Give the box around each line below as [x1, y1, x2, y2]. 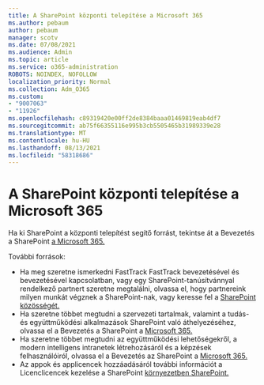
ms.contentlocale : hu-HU [8, 136, 90, 145]
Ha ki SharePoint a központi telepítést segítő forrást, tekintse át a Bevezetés [8, 228, 255, 238]
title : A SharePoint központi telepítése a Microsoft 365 [8, 11, 203, 20]
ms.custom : [8, 92, 44, 100]
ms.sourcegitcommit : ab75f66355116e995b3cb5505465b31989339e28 [8, 122, 221, 130]
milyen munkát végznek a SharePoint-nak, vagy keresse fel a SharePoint [19, 293, 257, 302]
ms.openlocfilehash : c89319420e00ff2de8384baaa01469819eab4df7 [8, 115, 221, 123]
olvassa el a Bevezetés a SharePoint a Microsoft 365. [19, 326, 193, 336]
